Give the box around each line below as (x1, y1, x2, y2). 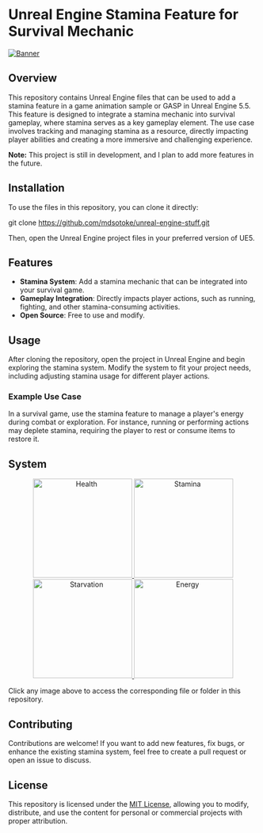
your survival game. (19, 285, 85, 295)
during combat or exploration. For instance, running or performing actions (8, 417, 250, 427)
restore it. (8, 434, 40, 444)
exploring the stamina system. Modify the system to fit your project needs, (8, 363, 251, 373)
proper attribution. (8, 816, 68, 825)
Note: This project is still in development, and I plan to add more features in (8, 150, 254, 159)
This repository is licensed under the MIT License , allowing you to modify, (8, 799, 250, 808)
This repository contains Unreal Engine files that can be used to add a (8, 93, 236, 102)
